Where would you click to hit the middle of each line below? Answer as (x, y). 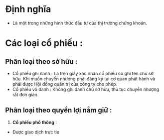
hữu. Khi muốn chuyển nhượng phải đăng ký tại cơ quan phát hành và (84, 79)
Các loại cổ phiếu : (44, 43)
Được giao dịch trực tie (36, 132)
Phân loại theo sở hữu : (41, 62)
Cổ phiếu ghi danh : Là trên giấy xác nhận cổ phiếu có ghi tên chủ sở (83, 73)
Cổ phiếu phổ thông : (35, 122)
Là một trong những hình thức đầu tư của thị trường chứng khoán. (80, 23)
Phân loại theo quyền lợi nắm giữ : (59, 110)
